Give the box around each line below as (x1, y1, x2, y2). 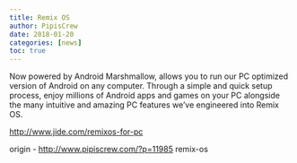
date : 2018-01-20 (9, 30, 74, 39)
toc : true (9, 47, 47, 56)
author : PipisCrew (9, 21, 78, 30)
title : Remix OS (9, 13, 70, 22)
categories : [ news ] (9, 38, 83, 47)
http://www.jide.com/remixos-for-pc (9, 126, 144, 137)
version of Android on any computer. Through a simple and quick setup (9, 81, 273, 91)
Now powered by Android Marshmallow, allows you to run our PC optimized (9, 71, 289, 81)
